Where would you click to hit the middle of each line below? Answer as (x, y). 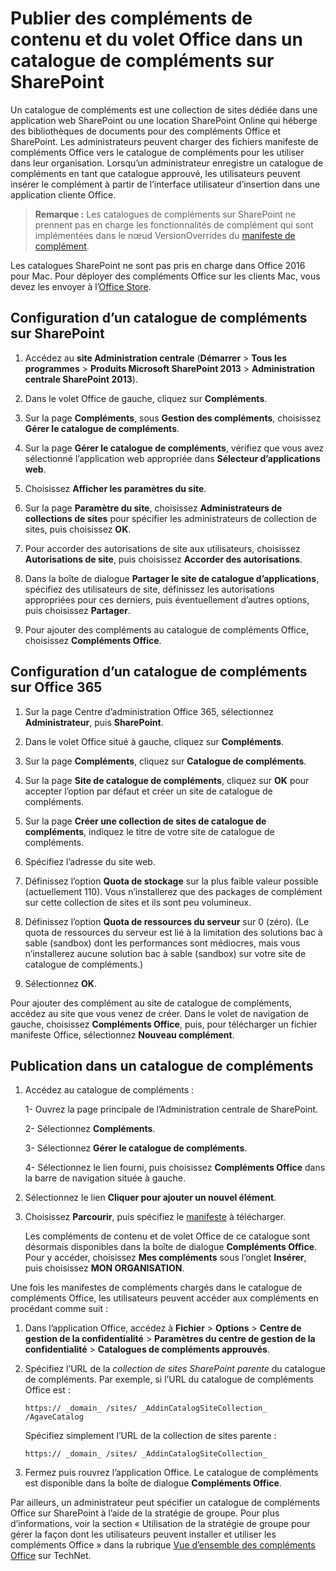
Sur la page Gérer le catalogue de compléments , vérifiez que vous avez (174, 448)
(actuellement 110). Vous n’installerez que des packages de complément (173, 891)
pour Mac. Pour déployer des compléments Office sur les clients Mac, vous (165, 276)
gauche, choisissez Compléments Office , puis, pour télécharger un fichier (164, 1024)
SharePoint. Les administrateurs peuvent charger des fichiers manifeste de (164, 141)
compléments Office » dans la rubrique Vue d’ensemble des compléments (163, 1545)
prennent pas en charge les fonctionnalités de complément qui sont (174, 224)
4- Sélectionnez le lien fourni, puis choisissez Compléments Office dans (175, 1168)
